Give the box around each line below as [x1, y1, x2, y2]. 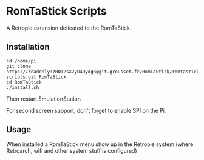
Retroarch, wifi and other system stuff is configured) [6, 147, 138, 154]
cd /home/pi [6, 58, 36, 64]
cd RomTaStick [6, 79, 42, 85]
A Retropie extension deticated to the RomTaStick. [6, 24, 132, 32]
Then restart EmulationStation [6, 95, 81, 102]
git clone [6, 63, 32, 69]
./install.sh [6, 84, 39, 90]
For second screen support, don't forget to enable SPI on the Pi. [6, 107, 166, 114]
